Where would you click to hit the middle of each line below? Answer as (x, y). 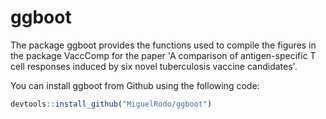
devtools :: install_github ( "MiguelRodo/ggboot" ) (111, 104)
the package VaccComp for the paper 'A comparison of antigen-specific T (163, 55)
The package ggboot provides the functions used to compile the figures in (163, 45)
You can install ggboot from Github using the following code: (135, 85)
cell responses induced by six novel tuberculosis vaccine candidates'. (154, 66)
